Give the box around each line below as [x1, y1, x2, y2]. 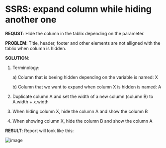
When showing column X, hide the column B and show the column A [12, 118, 153, 124]
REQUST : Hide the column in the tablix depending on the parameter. [5, 30, 145, 36]
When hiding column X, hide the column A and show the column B [12, 108, 148, 114]
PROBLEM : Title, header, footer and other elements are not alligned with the [5, 40, 161, 46]
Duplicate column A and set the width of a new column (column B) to [12, 93, 154, 99]
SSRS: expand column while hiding [5, 3, 152, 15]
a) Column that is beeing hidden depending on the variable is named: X [12, 74, 158, 80]
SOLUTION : [5, 55, 29, 61]
